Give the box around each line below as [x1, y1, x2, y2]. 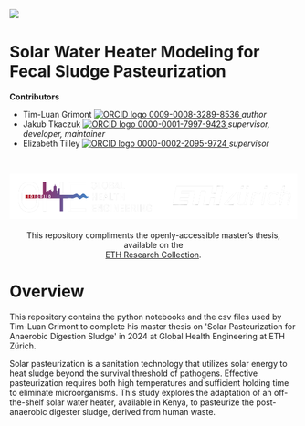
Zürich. [9, 340, 37, 351]
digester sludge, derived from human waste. [48, 407, 216, 418]
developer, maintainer [22, 128, 106, 139]
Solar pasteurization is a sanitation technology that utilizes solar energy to [9, 358, 288, 369]
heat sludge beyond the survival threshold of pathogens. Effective [9, 368, 258, 379]
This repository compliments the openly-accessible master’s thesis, [26, 230, 281, 241]
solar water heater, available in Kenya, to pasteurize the [45, 397, 254, 408]
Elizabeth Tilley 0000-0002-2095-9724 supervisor [22, 138, 269, 149]
